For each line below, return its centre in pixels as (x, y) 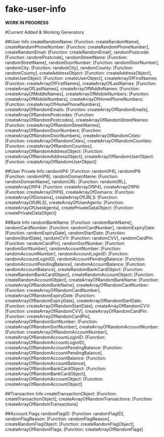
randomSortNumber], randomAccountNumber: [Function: (63, 248)
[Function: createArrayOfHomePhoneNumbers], (54, 104)
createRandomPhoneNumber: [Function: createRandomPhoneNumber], (77, 47)
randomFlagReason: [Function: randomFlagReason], (58, 419)
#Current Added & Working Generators (44, 32)
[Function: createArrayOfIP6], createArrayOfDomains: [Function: (70, 192)
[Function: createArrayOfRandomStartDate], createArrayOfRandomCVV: (78, 306)
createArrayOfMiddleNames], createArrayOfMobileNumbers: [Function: (77, 94)
